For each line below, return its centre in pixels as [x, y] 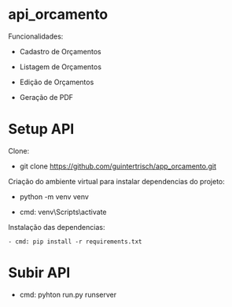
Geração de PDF [46, 97]
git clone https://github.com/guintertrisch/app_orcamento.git [118, 166]
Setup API [41, 129]
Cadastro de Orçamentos [60, 51]
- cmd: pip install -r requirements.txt [75, 242]
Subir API [39, 273]
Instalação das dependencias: [57, 227]
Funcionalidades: [36, 36]
